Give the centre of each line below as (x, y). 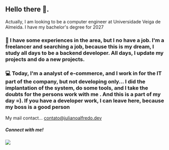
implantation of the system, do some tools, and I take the (77, 88)
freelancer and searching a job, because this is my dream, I (80, 46)
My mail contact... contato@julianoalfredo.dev (53, 118)
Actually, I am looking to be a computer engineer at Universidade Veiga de (83, 21)
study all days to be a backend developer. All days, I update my (84, 53)
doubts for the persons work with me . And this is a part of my (83, 94)
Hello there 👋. (27, 9)
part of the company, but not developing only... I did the (75, 81)
